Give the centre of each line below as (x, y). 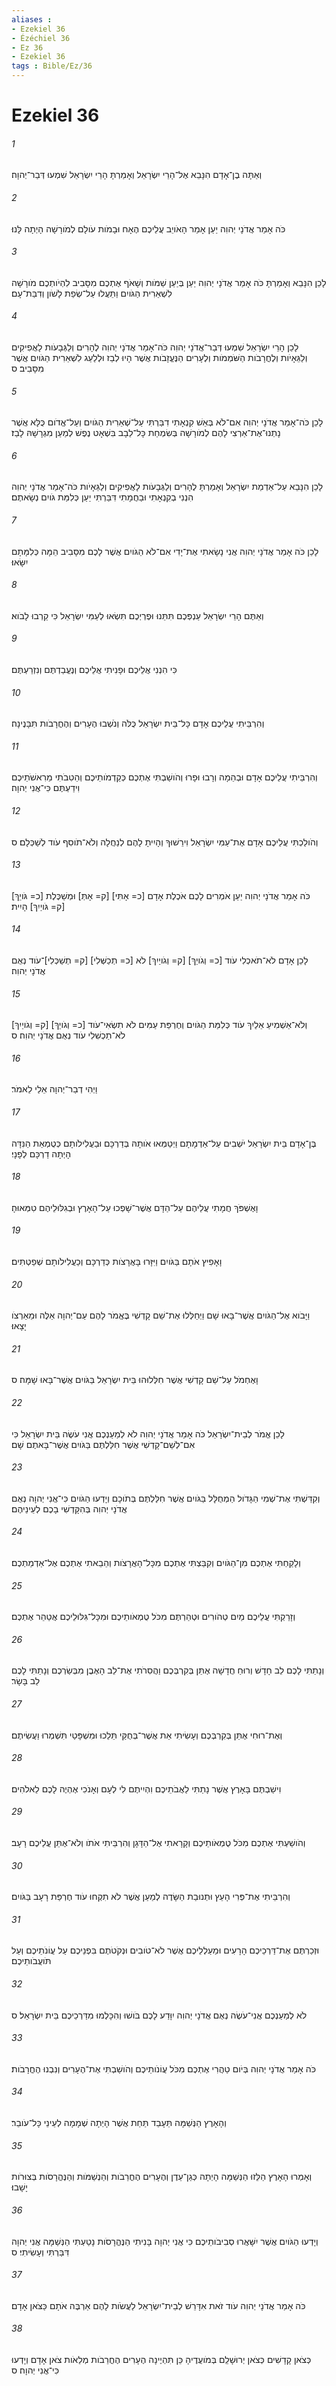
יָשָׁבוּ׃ (19, 2187)
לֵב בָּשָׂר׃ (26, 1681)
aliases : (32, 19)
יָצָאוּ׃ (19, 1326)
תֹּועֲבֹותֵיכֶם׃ (31, 1961)
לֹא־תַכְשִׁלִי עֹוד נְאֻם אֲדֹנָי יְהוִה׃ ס (68, 1035)
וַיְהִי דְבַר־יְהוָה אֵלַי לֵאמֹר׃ (54, 1089)
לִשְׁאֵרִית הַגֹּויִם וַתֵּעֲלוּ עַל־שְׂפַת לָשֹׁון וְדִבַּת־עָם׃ (92, 293)
